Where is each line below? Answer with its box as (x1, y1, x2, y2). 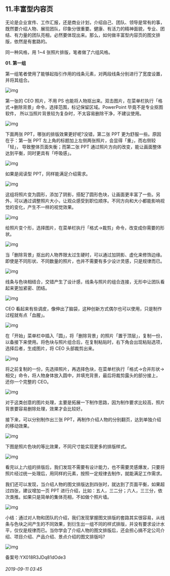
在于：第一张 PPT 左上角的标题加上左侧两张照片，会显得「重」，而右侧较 (5, 137, 156, 143)
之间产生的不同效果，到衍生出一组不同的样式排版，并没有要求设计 (22, 521, 160, 527)
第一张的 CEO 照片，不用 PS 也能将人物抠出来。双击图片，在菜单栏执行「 (5, 98, 158, 104)
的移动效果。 (5, 423, 32, 429)
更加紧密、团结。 (14, 285, 50, 291)
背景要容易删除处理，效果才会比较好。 (5, 405, 85, 411)
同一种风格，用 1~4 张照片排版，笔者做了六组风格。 (5, 49, 113, 55)
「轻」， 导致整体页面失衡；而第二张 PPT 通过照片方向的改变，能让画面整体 (5, 144, 162, 150)
